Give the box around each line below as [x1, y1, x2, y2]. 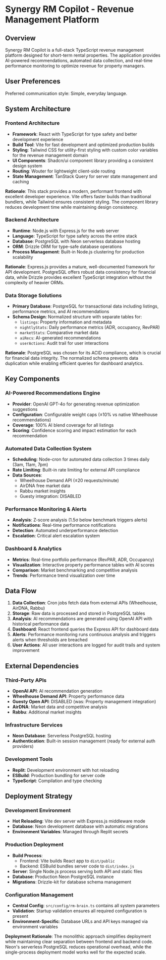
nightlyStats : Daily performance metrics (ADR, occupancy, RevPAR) [19, 324, 160, 330]
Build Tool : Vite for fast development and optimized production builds [12, 142, 155, 148]
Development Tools [5, 756, 53, 763]
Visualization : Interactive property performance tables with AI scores [12, 561, 155, 567]
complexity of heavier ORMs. [5, 279, 64, 285]
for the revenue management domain [12, 152, 88, 158]
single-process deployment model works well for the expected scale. [5, 949, 146, 955]
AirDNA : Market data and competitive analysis [12, 704, 108, 710]
